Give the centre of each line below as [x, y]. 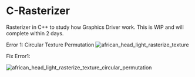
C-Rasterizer [38, 11]
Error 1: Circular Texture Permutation [50, 45]
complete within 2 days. [35, 33]
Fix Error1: [18, 56]
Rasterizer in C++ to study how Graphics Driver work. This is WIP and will [95, 27]
